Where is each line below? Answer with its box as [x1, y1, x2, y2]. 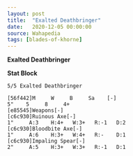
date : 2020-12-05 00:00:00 [7, 23, 92, 30]
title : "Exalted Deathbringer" [7, 17, 101, 24]
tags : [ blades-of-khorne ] [7, 36, 82, 43]
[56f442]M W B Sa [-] [7, 95, 117, 102]
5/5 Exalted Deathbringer [7, 83, 82, 90]
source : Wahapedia [7, 29, 61, 37]
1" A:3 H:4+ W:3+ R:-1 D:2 [7, 120, 127, 127]
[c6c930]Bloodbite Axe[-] [7, 125, 82, 133]
